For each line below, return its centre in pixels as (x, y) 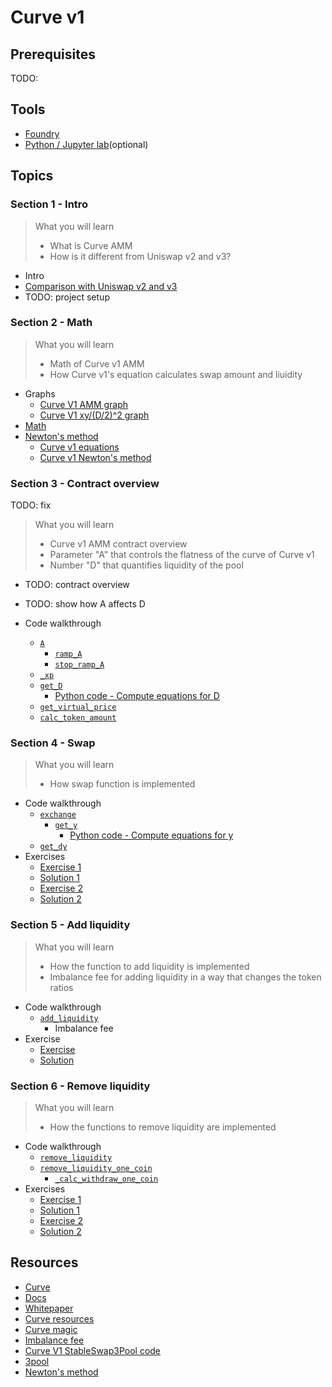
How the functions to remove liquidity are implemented (163, 1127)
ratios (61, 987)
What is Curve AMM (91, 245)
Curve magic (51, 1329)
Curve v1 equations (79, 447)
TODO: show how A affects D (85, 604)
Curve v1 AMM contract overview (118, 544)
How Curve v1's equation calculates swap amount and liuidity (176, 374)
